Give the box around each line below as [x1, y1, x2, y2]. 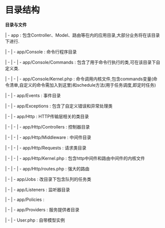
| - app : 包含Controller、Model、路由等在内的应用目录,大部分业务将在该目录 [5, 32, 160, 38]
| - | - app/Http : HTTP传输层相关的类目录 [5, 113, 89, 119]
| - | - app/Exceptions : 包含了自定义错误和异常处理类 [5, 103, 113, 109]
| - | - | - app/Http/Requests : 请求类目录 [5, 145, 87, 151]
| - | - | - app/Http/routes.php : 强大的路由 [5, 165, 90, 171]
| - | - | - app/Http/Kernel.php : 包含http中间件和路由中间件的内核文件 [5, 155, 145, 161]
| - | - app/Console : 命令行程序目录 [5, 49, 77, 55]
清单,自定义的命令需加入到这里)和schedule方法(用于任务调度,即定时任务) [9, 82, 156, 88]
